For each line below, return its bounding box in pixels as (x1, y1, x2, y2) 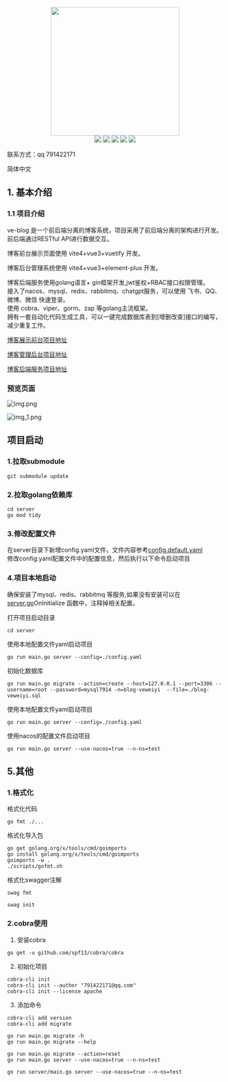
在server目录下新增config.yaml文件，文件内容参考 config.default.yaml (7, 546, 203, 554)
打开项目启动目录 (7, 613, 55, 621)
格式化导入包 (7, 831, 43, 839)
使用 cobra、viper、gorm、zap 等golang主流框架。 (7, 304, 152, 312)
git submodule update (7, 472, 69, 479)
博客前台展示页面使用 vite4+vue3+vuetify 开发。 (7, 249, 144, 257)
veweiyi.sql (7, 692, 41, 699)
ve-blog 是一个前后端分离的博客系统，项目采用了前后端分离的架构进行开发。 (7, 226, 223, 234)
